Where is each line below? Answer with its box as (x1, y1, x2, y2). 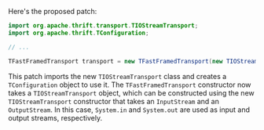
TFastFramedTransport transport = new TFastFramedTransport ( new (8, 57, 223, 65)
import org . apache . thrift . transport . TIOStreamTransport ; (8, 22, 199, 30)
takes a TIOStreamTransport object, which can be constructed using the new (8, 88, 255, 97)
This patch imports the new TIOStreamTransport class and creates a (8, 71, 227, 81)
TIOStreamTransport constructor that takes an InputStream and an (8, 96, 220, 106)
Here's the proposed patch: (8, 7, 97, 16)
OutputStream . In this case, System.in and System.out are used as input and (8, 105, 250, 114)
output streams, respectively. (8, 113, 103, 122)
